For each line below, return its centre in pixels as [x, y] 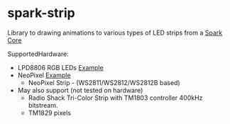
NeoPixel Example [44, 75]
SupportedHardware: [38, 54]
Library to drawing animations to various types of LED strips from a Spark [115, 33]
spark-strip [42, 13]
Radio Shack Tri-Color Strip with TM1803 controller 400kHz [115, 98]
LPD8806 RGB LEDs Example [61, 67]
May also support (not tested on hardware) [80, 90]
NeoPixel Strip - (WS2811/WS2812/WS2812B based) [104, 82]
